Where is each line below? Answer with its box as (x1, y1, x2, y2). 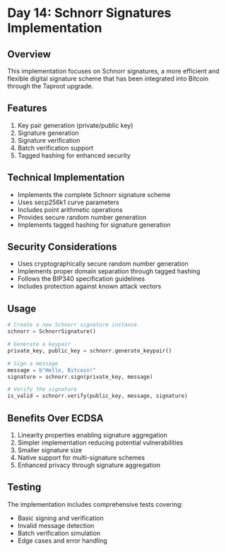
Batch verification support (17, 143, 94, 152)
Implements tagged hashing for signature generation (17, 221, 171, 229)
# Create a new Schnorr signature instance (7, 322, 138, 329)
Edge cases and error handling (17, 536, 107, 545)
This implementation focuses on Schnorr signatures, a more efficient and (7, 67, 220, 75)
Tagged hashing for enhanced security (17, 151, 131, 160)
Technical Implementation (7, 172, 125, 184)
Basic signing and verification (17, 514, 104, 522)
